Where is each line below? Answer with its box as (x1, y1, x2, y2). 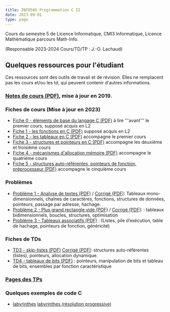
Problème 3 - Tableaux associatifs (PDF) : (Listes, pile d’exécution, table (12, 217, 163, 224)
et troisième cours (12, 144, 51, 150)
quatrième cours (12, 155, 47, 162)
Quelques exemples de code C (5, 289, 82, 296)
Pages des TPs (5, 275, 43, 283)
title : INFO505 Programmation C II (5, 7, 81, 13)
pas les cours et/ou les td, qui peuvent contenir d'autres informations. (5, 80, 151, 86)
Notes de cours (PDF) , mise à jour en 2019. (5, 92, 113, 100)
